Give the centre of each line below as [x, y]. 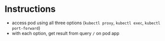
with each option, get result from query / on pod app [65, 33]
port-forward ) [26, 28]
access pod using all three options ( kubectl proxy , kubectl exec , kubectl [86, 23]
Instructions [30, 9]
